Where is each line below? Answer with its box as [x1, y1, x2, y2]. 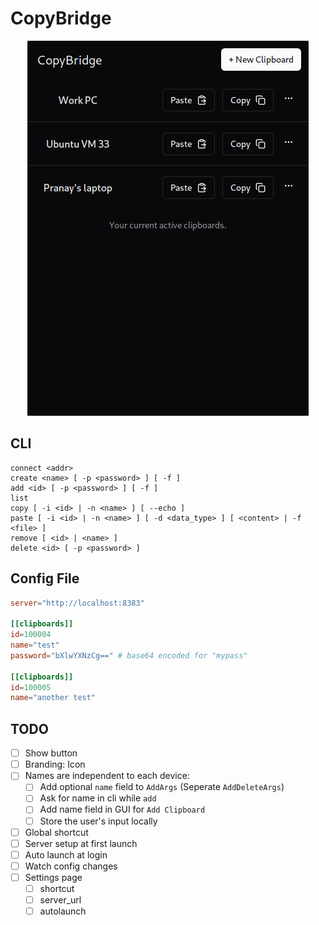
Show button [24, 747, 78, 759]
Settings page [24, 871, 83, 883]
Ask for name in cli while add [39, 792, 157, 804]
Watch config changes [24, 860, 118, 872]
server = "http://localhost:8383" [10, 598, 145, 608]
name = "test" [10, 640, 60, 651]
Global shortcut [24, 826, 89, 838]
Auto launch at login [24, 848, 108, 861]
